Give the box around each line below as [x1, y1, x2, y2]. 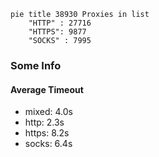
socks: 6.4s [24, 138, 73, 150]
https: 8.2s [24, 127, 70, 139]
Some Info [10, 58, 62, 72]
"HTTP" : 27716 [28, 18, 92, 28]
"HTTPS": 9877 [28, 27, 87, 37]
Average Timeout [10, 83, 84, 95]
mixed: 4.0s [24, 106, 73, 118]
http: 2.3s [24, 116, 65, 129]
